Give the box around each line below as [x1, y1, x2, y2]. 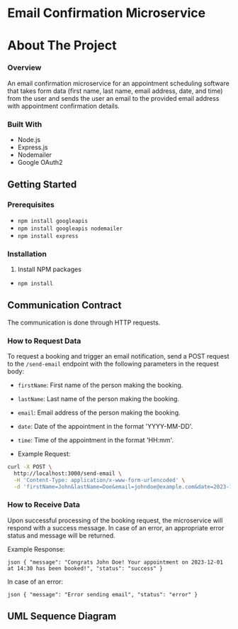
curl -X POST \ [7, 464, 52, 471]
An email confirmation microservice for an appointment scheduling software [7, 79, 230, 87]
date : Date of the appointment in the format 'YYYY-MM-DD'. [17, 422, 193, 431]
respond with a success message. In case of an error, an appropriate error [7, 523, 225, 532]
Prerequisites [7, 200, 55, 210]
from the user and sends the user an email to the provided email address [7, 94, 220, 102]
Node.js [17, 135, 41, 143]
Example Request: [17, 449, 71, 459]
